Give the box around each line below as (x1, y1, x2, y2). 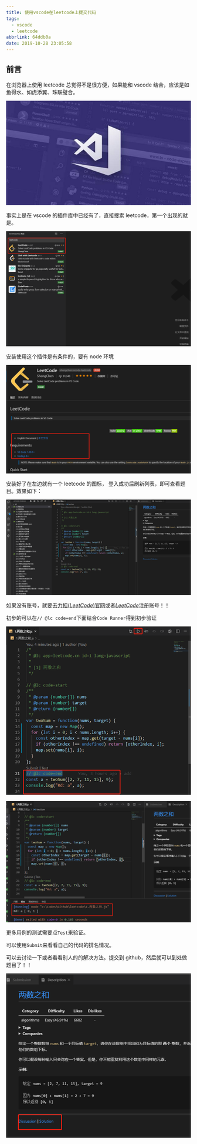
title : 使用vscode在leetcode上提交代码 (6, 9, 97, 15)
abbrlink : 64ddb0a (6, 34, 51, 41)
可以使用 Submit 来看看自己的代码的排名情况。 (6, 942, 114, 949)
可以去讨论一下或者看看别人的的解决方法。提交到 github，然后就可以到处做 (6, 954, 188, 961)
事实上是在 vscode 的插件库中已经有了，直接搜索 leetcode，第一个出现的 (6, 212, 183, 219)
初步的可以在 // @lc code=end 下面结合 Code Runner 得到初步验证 (6, 615, 157, 622)
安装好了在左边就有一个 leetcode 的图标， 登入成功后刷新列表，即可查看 (6, 480, 181, 487)
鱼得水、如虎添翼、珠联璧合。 (6, 88, 78, 95)
